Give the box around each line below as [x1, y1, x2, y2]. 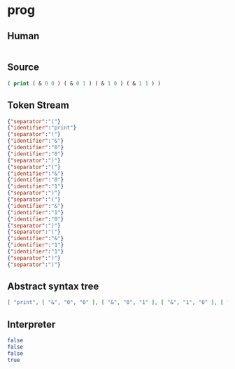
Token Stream [7, 99, 70, 111]
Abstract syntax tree [7, 281, 99, 293]
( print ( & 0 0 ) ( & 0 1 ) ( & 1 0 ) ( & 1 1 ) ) [7, 80, 161, 87]
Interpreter [7, 318, 56, 330]
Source [7, 62, 40, 74]
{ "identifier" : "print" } [7, 125, 77, 132]
